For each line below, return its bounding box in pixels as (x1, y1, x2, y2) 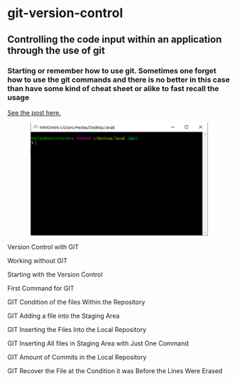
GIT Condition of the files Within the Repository (7, 298, 145, 306)
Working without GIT (7, 257, 67, 265)
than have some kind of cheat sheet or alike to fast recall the (7, 83, 219, 93)
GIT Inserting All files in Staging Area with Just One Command (7, 339, 189, 348)
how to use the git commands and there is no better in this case (7, 75, 231, 85)
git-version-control (7, 5, 123, 21)
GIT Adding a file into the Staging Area (7, 311, 120, 321)
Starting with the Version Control (7, 270, 103, 279)
